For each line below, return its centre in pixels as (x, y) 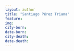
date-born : (16, 32)
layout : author (20, 9)
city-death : (17, 37)
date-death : (17, 41)
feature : (14, 18)
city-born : (16, 28)
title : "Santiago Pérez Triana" (37, 14)
